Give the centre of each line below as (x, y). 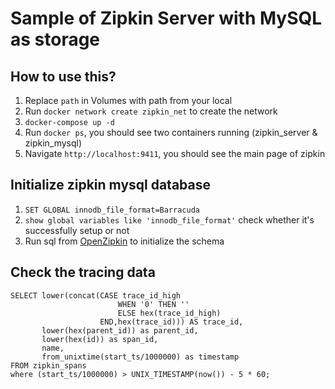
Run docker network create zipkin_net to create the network (151, 111)
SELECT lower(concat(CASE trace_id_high (96, 295)
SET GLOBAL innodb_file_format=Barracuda (112, 210)
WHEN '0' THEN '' (153, 304)
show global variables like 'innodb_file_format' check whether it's (169, 219)
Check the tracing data (83, 272)
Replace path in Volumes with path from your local (128, 100)
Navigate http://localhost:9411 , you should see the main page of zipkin (175, 153)
